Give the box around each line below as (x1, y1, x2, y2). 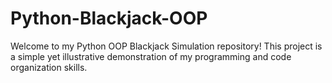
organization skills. (10, 61, 88, 73)
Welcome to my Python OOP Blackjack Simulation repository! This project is (10, 40, 323, 52)
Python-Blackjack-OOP (10, 7, 208, 30)
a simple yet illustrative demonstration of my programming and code (10, 50, 292, 62)
